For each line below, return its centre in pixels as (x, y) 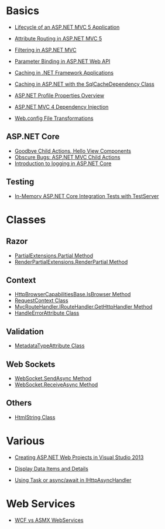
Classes (26, 220)
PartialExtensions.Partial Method (54, 255)
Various (25, 441)
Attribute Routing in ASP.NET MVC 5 (58, 38)
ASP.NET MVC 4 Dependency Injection (61, 106)
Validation (25, 331)
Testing (20, 182)
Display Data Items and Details (51, 468)
